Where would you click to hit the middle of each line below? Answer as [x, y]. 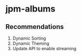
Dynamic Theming [31, 43]
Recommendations [35, 27]
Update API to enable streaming [44, 49]
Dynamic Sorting [29, 38]
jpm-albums [31, 9]
